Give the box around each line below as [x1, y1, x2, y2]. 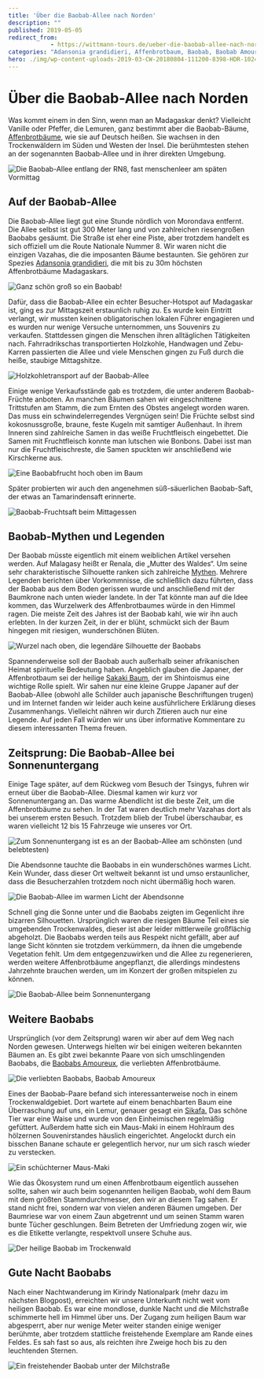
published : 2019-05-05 [8, 26, 82, 34]
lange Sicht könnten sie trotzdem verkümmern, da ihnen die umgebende [8, 941, 242, 950]
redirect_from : [8, 33, 58, 42]
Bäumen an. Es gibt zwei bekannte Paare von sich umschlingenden [8, 1050, 225, 1060]
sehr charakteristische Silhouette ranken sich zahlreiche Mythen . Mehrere [8, 568, 247, 577]
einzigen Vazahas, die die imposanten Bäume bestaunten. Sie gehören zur [8, 250, 249, 259]
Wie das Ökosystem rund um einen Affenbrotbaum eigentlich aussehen [8, 1178, 240, 1187]
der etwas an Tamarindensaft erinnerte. [8, 491, 136, 501]
